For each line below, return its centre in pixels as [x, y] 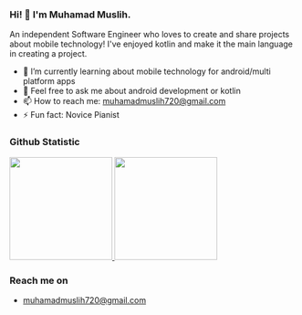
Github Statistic [45, 142]
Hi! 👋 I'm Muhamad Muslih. [70, 15]
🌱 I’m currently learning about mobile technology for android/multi [146, 71]
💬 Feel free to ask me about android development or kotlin [132, 91]
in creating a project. [48, 54]
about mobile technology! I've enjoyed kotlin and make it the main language [151, 44]
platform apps [49, 81]
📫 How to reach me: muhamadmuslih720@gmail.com [124, 101]
